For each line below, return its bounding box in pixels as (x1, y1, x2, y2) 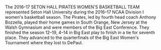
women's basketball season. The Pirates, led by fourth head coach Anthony (5, 14, 157, 20)
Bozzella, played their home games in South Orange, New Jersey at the (5, 19, 147, 25)
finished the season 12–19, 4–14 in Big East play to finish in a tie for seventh (5, 30, 155, 35)
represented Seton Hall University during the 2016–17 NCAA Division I (5, 9, 144, 15)
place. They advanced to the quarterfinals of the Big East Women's (5, 35, 139, 40)
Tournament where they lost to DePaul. (5, 40, 83, 45)
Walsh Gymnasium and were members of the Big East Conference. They (5, 25, 149, 30)
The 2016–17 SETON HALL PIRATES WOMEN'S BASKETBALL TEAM (5, 4, 140, 10)
